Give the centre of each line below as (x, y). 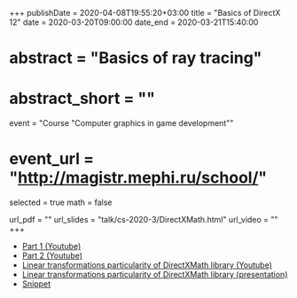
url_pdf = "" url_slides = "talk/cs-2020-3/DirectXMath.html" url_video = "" (144, 220)
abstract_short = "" (82, 99)
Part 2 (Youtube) (52, 255)
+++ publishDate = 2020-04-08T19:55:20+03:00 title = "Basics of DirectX (145, 13)
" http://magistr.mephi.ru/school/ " (138, 178)
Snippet (36, 284)
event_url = (52, 159)
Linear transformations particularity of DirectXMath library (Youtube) (147, 265)
